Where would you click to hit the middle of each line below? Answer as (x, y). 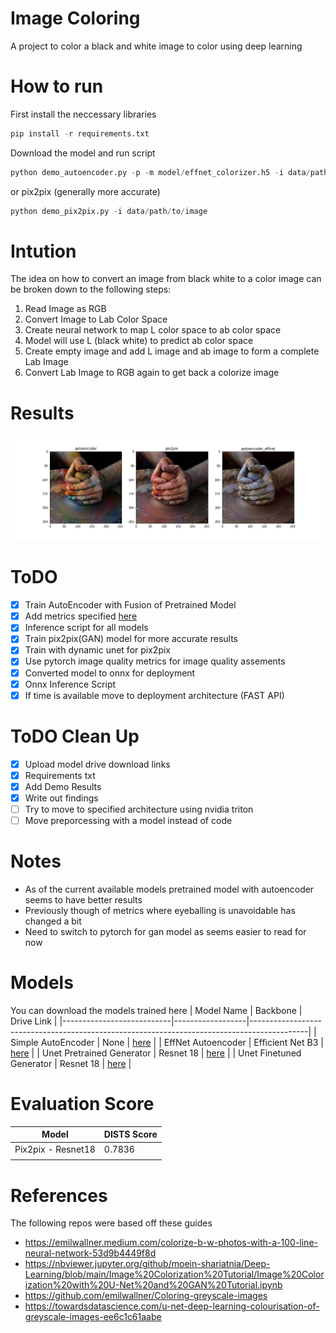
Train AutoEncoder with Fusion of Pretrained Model (130, 605)
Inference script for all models (86, 628)
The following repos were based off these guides (111, 1223)
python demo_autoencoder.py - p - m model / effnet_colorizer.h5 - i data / (160, 172)
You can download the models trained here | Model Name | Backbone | (156, 1010)
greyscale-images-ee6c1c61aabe (93, 1317)
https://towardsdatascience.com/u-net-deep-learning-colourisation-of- (172, 1306)
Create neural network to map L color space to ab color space (153, 330)
